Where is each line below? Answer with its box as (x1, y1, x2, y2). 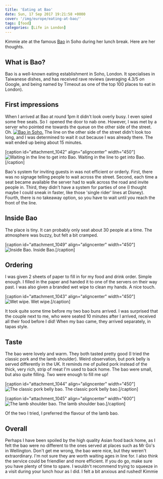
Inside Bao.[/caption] (33, 247, 75, 253)
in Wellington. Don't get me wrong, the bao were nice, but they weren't (5, 448, 147, 454)
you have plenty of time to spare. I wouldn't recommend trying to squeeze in (5, 463, 158, 469)
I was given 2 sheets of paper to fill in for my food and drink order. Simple (5, 274, 152, 279)
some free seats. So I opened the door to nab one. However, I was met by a (5, 119, 157, 124)
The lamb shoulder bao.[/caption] (58, 401, 126, 407)
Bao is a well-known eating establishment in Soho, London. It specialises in (5, 71, 155, 77)
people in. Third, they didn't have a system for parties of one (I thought (5, 184, 147, 190)
